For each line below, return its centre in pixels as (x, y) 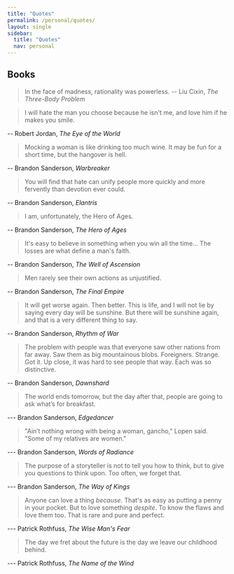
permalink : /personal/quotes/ (51, 20)
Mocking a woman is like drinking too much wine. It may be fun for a (123, 147)
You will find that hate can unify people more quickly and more (115, 181)
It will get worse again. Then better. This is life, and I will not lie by (119, 304)
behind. (35, 549)
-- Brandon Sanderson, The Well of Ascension (74, 264)
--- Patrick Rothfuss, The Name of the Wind (71, 563)
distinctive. (40, 369)
